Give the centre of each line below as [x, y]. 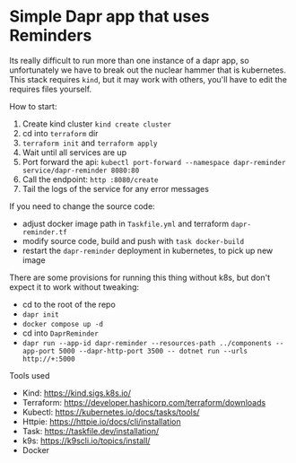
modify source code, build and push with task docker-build [133, 240]
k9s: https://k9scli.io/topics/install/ [86, 441]
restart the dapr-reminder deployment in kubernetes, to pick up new [148, 250]
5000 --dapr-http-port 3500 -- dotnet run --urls [153, 351]
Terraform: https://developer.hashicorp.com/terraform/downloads [144, 402]
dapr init [41, 314]
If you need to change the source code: [82, 206]
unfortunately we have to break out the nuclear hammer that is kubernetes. [148, 70]
